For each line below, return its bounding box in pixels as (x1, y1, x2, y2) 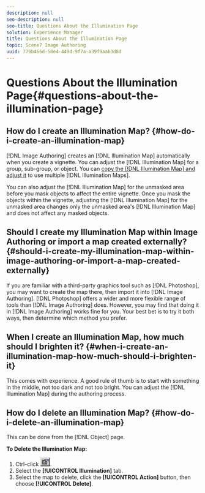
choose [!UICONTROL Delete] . (15, 480, 93, 487)
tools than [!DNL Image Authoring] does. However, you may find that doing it (6, 301, 199, 309)
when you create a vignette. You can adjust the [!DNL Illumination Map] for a (6, 158, 199, 165)
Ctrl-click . (15, 461, 52, 468)
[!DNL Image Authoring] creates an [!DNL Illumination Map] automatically (6, 152, 190, 159)
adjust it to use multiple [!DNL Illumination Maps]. (6, 171, 130, 179)
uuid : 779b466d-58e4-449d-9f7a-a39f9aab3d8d (6, 49, 122, 55)
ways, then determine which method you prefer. (6, 314, 127, 322)
